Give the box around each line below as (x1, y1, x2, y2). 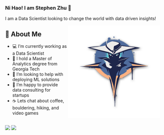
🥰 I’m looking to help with (12, 71, 64, 77)
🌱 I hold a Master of (12, 56, 53, 62)
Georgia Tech (12, 66, 40, 72)
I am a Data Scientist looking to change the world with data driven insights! (5, 16, 156, 22)
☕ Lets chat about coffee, (12, 98, 64, 104)
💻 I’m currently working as (12, 43, 67, 49)
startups (12, 92, 29, 98)
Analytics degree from (12, 61, 57, 67)
